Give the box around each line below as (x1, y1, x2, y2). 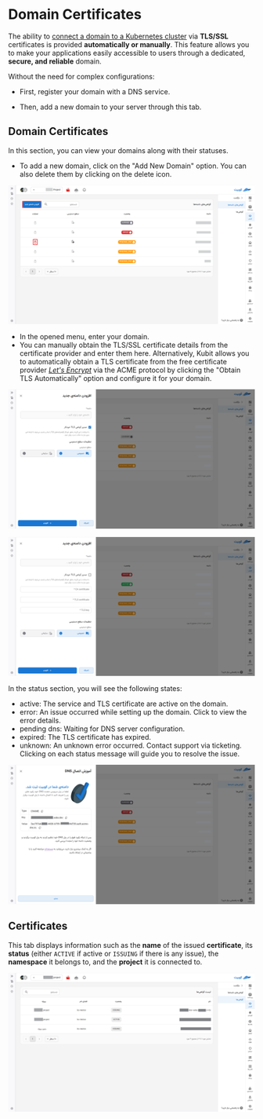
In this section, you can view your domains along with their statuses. (8, 145, 229, 155)
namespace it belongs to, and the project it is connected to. (8, 956, 203, 967)
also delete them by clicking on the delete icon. (19, 169, 172, 178)
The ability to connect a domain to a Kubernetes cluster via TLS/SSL (8, 31, 229, 41)
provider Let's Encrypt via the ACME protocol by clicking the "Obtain (19, 365, 241, 375)
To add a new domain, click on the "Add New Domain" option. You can (19, 161, 247, 170)
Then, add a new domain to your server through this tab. (19, 102, 202, 112)
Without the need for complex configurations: (8, 71, 155, 81)
